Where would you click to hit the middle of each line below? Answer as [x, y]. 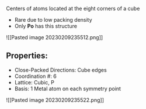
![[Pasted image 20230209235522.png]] [55, 100]
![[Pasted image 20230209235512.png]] [55, 37]
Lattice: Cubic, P [34, 82]
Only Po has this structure [46, 26]
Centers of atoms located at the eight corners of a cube [73, 8]
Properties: [27, 56]
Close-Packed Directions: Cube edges [60, 70]
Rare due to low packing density [53, 20]
